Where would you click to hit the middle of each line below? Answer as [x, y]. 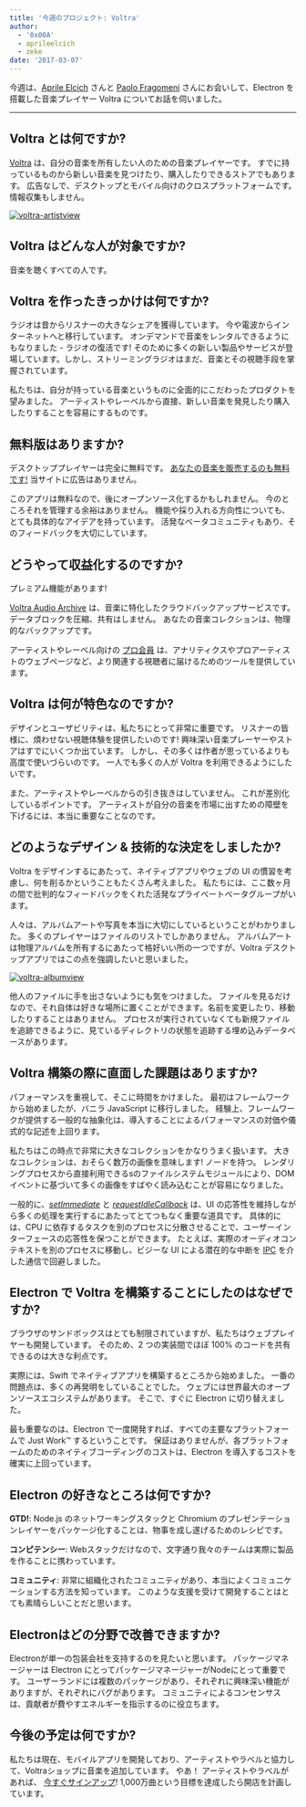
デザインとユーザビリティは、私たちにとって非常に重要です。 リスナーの [145, 727]
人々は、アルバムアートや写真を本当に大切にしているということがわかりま [149, 924]
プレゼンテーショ [259, 1519]
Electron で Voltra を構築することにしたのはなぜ [145, 1292]
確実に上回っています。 [53, 1463]
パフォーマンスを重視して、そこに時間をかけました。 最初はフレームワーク [150, 1097]
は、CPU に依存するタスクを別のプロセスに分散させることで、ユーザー [143, 1227]
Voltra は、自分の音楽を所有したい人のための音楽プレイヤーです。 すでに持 [150, 162]
